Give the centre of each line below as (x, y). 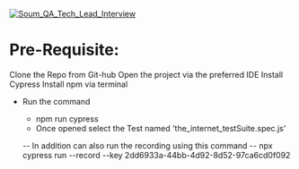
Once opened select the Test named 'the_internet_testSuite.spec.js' (161, 128)
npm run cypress (67, 118)
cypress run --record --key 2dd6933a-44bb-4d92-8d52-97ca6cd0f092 (156, 155)
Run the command (56, 101)
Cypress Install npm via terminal (69, 84)
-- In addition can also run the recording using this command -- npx (147, 145)
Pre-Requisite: (64, 50)
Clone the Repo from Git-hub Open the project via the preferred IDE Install (146, 74)
